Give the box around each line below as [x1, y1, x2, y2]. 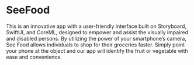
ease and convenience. [6, 53, 63, 60]
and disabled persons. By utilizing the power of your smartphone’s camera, [6, 35, 187, 42]
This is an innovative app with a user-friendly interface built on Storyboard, [6, 23, 187, 30]
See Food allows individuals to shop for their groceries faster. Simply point [6, 41, 185, 48]
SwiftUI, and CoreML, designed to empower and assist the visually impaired [6, 28, 189, 35]
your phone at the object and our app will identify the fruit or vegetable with [6, 47, 188, 54]
